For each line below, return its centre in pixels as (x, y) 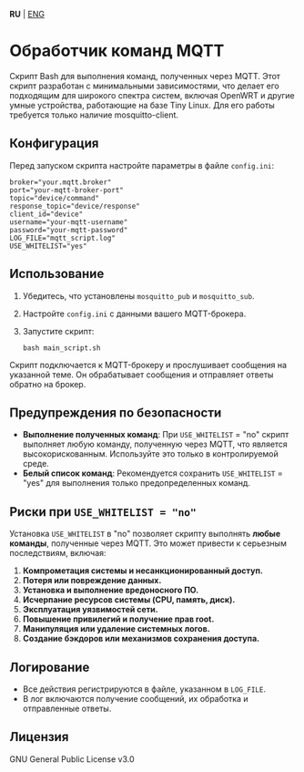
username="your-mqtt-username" (69, 222)
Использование (57, 274)
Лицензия (39, 737)
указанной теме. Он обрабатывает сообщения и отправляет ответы (142, 375)
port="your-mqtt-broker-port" (67, 190)
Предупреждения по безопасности (116, 412)
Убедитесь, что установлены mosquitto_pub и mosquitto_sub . (138, 295)
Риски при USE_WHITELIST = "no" (103, 512)
